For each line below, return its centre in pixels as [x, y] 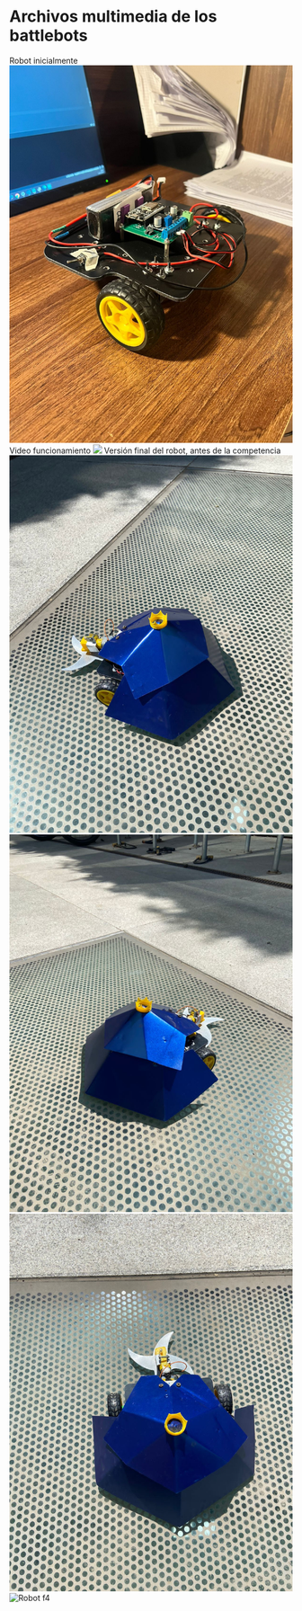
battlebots [49, 36]
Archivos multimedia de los [113, 17]
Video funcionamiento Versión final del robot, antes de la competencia [145, 450]
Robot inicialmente [44, 60]
